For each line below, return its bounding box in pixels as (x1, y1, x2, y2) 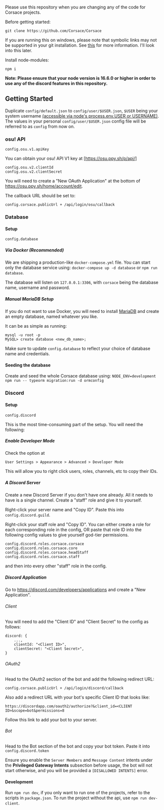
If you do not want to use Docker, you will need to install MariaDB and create (5, 309, 159, 314)
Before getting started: (5, 19, 51, 25)
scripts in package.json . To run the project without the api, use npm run (5, 795, 147, 801)
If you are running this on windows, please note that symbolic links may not (5, 37, 157, 43)
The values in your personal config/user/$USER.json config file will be (5, 118, 146, 124)
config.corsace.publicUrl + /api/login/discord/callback (5, 685, 124, 690)
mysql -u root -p (5, 333, 41, 338)
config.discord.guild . (5, 512, 50, 518)
